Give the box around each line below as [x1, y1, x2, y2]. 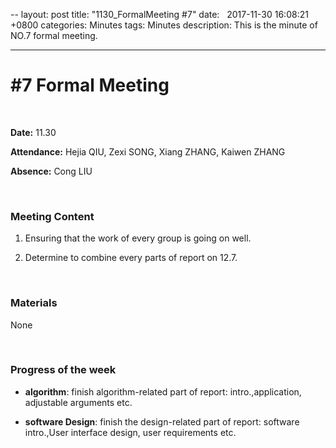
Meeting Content [10, 209, 95, 223]
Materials [10, 296, 58, 310]
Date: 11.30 [10, 126, 57, 138]
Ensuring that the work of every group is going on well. [24, 232, 252, 244]
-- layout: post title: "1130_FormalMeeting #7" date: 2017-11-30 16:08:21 [10, 9, 309, 20]
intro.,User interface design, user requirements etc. [24, 426, 237, 438]
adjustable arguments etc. [24, 396, 133, 408]
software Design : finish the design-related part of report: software [24, 415, 300, 428]
